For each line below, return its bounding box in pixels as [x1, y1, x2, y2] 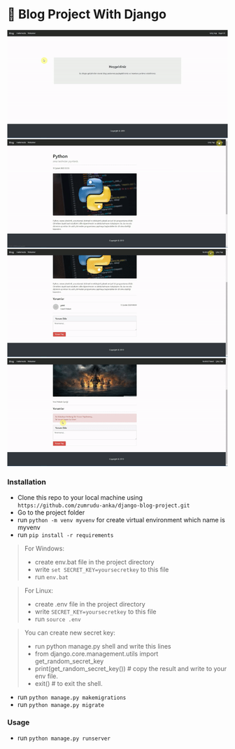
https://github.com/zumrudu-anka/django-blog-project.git [17, 502, 190, 509]
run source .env [34, 614, 82, 623]
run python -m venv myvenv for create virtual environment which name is [17, 515, 225, 524]
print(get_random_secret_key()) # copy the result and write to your [34, 664, 227, 672]
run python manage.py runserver [17, 734, 111, 742]
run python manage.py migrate [17, 700, 105, 708]
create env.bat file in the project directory [34, 557, 155, 566]
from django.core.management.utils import [34, 649, 159, 658]
